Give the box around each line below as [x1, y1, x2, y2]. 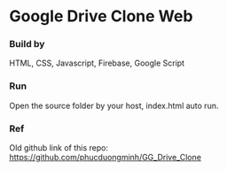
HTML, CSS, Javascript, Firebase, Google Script [9, 58, 184, 68]
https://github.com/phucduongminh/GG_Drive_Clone [9, 152, 202, 163]
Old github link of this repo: [9, 143, 109, 153]
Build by [9, 38, 45, 51]
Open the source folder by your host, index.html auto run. [9, 100, 219, 111]
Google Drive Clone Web [9, 6, 193, 27]
